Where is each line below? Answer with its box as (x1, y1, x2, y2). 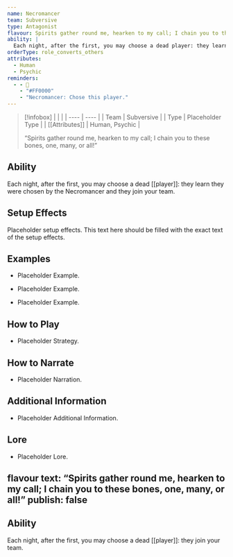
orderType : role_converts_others (7, 49, 104, 56)
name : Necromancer (7, 10, 60, 17)
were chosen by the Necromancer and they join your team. (7, 187, 175, 195)
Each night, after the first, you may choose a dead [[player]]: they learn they (7, 180, 224, 188)
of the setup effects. (7, 233, 65, 241)
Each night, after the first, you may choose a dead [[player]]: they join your (7, 535, 221, 545)
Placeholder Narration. (17, 375, 82, 384)
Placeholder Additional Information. (17, 413, 119, 422)
